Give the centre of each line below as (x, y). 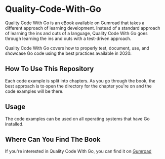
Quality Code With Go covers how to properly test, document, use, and (77, 48)
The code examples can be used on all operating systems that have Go (77, 119)
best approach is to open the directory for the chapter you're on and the (79, 86)
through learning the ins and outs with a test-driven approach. (68, 39)
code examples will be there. (34, 91)
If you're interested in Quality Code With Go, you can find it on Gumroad (78, 151)
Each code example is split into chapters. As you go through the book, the (80, 80)
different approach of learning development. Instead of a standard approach (83, 28)
